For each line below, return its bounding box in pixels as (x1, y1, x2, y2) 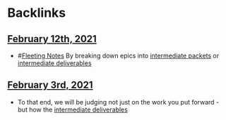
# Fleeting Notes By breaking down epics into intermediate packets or (17, 51, 220, 60)
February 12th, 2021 (7, 33, 97, 45)
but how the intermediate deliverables (17, 105, 129, 114)
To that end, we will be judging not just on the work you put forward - (17, 98, 220, 106)
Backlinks (7, 5, 66, 21)
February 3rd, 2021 (7, 79, 93, 91)
